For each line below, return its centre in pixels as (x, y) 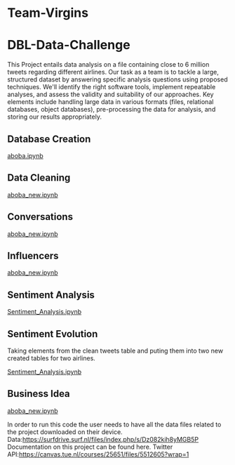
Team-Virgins (48, 13)
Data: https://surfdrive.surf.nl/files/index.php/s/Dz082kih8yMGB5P (103, 439)
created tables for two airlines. (52, 358)
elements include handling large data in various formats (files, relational (110, 102)
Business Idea (39, 394)
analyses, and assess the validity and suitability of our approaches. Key (110, 94)
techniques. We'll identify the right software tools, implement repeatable (112, 87)
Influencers (33, 255)
